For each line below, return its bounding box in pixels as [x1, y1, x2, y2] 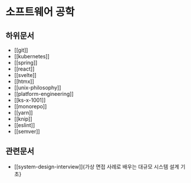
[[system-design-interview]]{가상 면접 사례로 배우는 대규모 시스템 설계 [14, 163, 179, 170]
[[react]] [14, 65, 35, 72]
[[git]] [14, 46, 28, 54]
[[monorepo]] [14, 103, 47, 109]
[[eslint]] [14, 122, 35, 128]
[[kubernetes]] [14, 53, 50, 59]
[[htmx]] [14, 78, 34, 85]
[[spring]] [14, 59, 38, 66]
